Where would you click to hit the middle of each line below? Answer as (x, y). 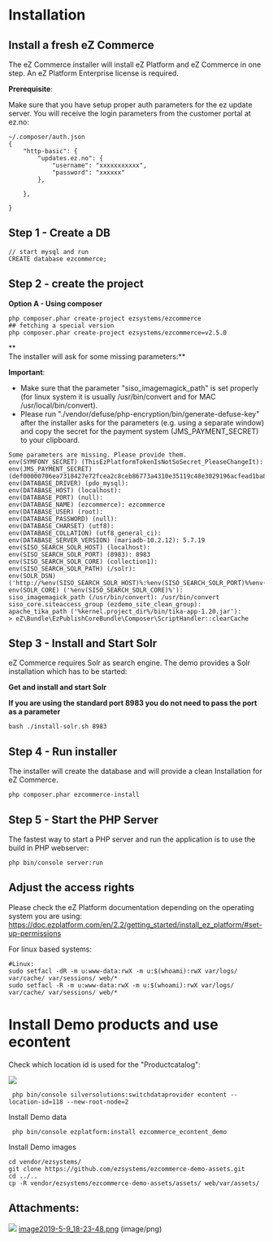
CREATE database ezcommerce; (58, 259)
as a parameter (35, 712)
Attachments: (44, 1208)
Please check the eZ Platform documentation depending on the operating (131, 907)
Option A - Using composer (56, 304)
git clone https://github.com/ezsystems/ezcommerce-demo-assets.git (127, 1169)
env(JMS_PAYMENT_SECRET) (50, 469)
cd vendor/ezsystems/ (45, 1161)
